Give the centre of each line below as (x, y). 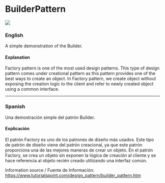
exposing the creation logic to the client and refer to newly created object (79, 84)
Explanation (18, 57)
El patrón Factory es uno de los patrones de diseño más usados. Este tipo (80, 140)
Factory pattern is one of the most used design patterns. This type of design (82, 68)
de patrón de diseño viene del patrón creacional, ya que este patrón (74, 145)
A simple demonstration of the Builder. (44, 46)
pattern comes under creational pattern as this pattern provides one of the (80, 73)
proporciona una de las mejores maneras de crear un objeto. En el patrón (79, 150)
